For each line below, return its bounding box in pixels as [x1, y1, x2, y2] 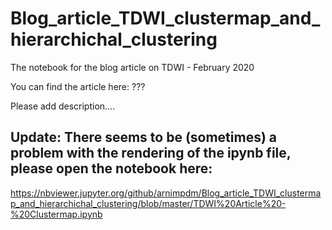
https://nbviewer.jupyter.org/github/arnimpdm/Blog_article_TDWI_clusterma [10, 187, 322, 199]
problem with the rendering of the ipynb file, [10, 145, 292, 162]
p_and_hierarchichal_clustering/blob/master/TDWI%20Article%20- [10, 197, 287, 209]
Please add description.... [10, 100, 116, 112]
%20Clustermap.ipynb [10, 208, 103, 220]
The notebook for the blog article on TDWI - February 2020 [10, 61, 255, 73]
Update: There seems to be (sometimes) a [10, 129, 278, 146]
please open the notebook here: [10, 160, 213, 177]
